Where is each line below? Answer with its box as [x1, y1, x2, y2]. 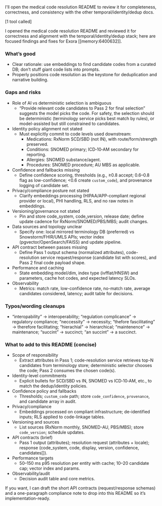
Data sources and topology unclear [12, 223, 82, 229]
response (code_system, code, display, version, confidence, [19, 445, 139, 451]
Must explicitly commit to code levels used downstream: [19, 131, 132, 137]
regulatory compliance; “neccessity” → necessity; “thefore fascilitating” [12, 318, 155, 324]
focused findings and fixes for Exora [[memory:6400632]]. [5, 38, 122, 44]
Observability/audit [12, 471, 50, 476]
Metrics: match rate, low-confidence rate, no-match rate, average [19, 285, 150, 291]
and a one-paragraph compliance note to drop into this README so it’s [5, 490, 146, 496]
